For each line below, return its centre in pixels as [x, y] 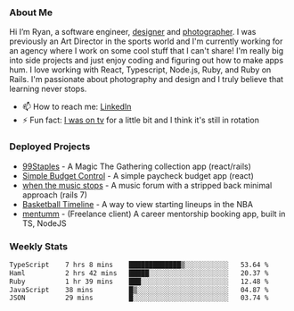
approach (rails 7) [54, 195]
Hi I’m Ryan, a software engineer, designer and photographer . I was [133, 32]
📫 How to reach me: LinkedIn [77, 107]
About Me [31, 13]
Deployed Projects [50, 147]
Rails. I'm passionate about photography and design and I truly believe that [146, 80]
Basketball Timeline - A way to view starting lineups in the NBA [138, 204]
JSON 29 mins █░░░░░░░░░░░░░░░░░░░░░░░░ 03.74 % [139, 298]
